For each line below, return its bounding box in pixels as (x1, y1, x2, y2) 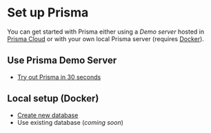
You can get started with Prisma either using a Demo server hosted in (7, 27, 205, 36)
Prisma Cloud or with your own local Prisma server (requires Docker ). (7, 34, 205, 43)
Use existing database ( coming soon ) (17, 118, 124, 126)
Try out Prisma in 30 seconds (17, 73, 101, 81)
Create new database (17, 111, 79, 119)
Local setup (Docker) (7, 93, 99, 104)
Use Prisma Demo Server (7, 55, 117, 66)
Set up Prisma (7, 5, 89, 21)
